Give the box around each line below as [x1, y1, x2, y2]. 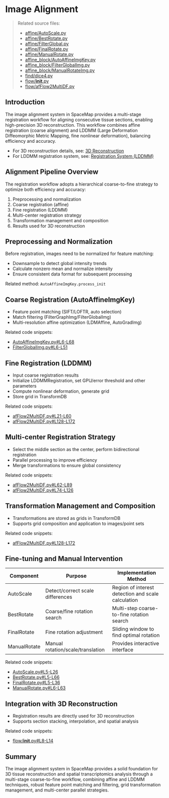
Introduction [5, 98, 45, 107]
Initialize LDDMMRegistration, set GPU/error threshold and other [12, 378, 146, 383]
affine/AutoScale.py [25, 30, 66, 36]
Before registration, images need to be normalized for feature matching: [5, 250, 154, 257]
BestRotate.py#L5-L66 [12, 674, 60, 680]
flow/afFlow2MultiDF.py [25, 83, 75, 89]
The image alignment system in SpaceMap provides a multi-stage [5, 111, 142, 117]
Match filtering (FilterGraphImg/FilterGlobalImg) [12, 314, 112, 320]
